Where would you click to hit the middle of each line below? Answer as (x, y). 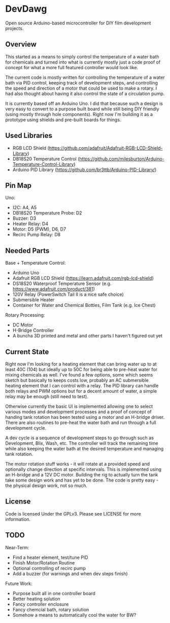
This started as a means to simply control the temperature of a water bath (82, 56)
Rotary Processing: (25, 315)
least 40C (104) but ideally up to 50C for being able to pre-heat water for (81, 369)
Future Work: (19, 583)
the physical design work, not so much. (46, 486)
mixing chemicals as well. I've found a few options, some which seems (79, 375)
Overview (21, 45)
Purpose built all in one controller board (54, 593)
